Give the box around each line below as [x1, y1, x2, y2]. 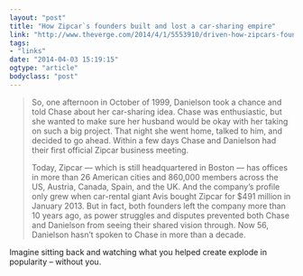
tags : [9, 38, 30, 48]
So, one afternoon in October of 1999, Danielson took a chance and [31, 97, 282, 107]
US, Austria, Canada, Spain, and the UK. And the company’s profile [31, 181, 280, 192]
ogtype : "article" [9, 64, 78, 73]
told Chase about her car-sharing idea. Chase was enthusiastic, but [31, 106, 282, 117]
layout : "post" [9, 13, 67, 23]
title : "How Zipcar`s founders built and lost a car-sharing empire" [9, 22, 277, 31]
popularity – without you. [9, 256, 102, 267]
